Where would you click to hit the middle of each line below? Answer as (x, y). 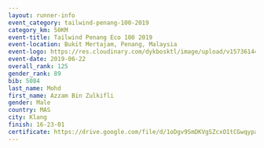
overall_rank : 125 (38, 67)
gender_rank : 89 (35, 74)
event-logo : (27, 52)
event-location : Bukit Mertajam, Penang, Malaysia (93, 45)
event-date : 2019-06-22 (47, 60)
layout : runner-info (42, 15)
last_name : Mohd (35, 88)
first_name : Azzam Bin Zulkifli (61, 96)
